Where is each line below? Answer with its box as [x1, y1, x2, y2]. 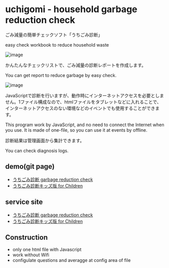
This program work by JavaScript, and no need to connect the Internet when [5, 122, 164, 128]
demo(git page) [5, 162, 55, 171]
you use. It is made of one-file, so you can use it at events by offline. [5, 127, 148, 133]
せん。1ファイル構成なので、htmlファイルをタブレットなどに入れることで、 [5, 99, 161, 105]
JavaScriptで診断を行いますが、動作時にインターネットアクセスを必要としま [5, 92, 164, 98]
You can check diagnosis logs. [5, 147, 69, 154]
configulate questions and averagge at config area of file [12, 257, 131, 263]
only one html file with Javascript [12, 247, 82, 253]
